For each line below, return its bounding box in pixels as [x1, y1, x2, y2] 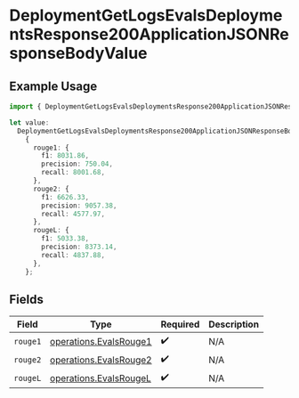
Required [160, 318, 200, 330]
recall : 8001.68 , [41, 168, 105, 177]
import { [9, 102, 42, 111]
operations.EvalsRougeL [50, 371, 151, 384]
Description [208, 318, 260, 330]
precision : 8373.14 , [41, 242, 117, 251]
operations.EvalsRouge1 [50, 335, 153, 347]
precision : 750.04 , [41, 159, 114, 169]
